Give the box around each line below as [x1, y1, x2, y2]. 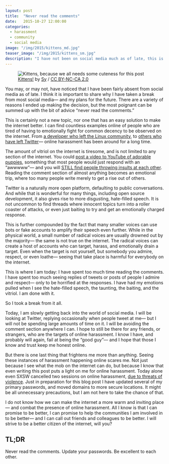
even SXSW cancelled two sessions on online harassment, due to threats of [5, 373, 162, 379]
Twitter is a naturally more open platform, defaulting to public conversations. [5, 185, 164, 191]
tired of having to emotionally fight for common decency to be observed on [5, 128, 161, 134]
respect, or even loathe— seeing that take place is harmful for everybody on [5, 253, 164, 260]
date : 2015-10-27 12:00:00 [5, 19, 67, 24]
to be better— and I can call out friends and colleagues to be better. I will [5, 415, 156, 421]
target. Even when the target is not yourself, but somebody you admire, [5, 248, 153, 254]
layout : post [5, 8, 33, 13]
